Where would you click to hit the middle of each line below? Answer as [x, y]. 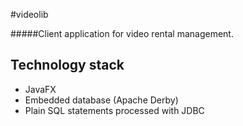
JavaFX [40, 89]
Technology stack [67, 65]
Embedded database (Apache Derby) [101, 100]
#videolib [29, 14]
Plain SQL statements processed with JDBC [114, 110]
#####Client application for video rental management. [122, 33]
